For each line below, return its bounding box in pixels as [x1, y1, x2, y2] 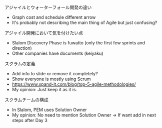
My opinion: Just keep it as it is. [11, 87, 77, 92]
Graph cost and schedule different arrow [11, 14, 96, 20]
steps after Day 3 [11, 118, 48, 123]
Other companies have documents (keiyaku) [11, 50, 103, 56]
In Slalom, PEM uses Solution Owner [11, 107, 87, 113]
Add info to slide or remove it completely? [11, 71, 98, 76]
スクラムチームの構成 [4, 97, 48, 103]
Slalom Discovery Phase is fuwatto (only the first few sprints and [11, 40, 145, 46]
